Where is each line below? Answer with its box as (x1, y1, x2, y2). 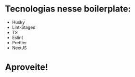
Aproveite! (5, 62, 48, 73)
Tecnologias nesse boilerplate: (5, 3, 131, 14)
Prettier (12, 39, 27, 45)
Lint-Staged (12, 24, 36, 30)
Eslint (12, 35, 23, 40)
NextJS (12, 45, 27, 51)
